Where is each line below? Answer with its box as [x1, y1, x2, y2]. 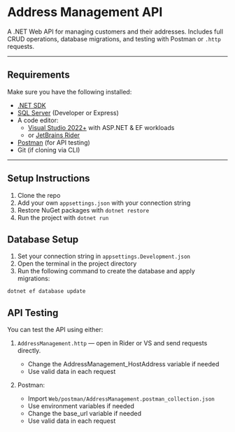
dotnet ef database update [7, 288, 86, 295]
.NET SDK [17, 101, 47, 109]
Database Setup [7, 233, 79, 245]
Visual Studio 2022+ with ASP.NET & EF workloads [27, 123, 175, 131]
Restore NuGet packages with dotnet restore [17, 206, 150, 214]
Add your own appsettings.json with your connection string [17, 199, 191, 207]
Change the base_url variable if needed [27, 410, 142, 418]
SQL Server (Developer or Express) [17, 108, 119, 117]
